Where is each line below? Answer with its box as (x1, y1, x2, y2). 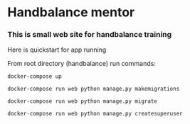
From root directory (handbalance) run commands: (7, 60, 157, 68)
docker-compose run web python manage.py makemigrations (7, 86, 180, 93)
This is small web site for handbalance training (7, 30, 172, 40)
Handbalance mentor (7, 4, 135, 21)
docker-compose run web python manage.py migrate (7, 98, 158, 105)
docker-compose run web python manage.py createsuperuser (7, 111, 183, 118)
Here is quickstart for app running (7, 45, 107, 54)
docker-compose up (7, 73, 62, 80)
